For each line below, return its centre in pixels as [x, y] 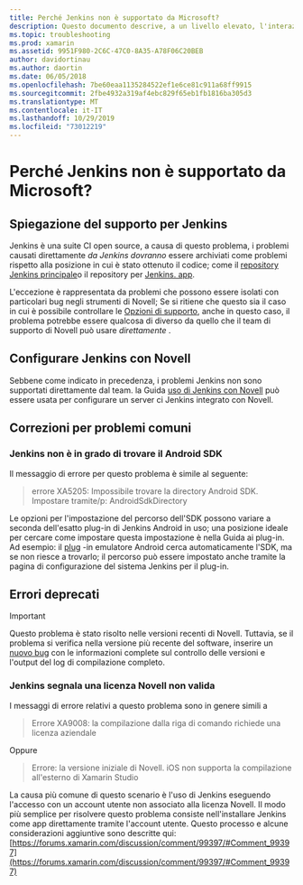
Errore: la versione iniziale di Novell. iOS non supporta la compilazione [161, 768]
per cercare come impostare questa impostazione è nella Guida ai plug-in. [147, 537]
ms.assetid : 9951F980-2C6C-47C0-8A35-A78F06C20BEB [106, 51]
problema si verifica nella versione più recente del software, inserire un [141, 643]
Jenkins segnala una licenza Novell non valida [112, 685]
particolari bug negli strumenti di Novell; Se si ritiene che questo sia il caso [148, 302]
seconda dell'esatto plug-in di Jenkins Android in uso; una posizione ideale [149, 527]
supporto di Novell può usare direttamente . [90, 330]
